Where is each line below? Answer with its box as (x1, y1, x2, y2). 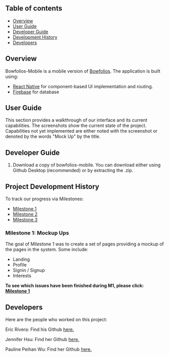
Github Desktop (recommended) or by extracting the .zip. (12, 167, 134, 174)
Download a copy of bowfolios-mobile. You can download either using (12, 162, 161, 168)
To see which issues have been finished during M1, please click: (5, 283, 144, 289)
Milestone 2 (12, 211, 38, 217)
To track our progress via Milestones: (5, 196, 84, 202)
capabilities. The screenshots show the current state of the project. (5, 122, 147, 129)
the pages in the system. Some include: (5, 246, 88, 253)
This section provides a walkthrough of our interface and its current (5, 117, 148, 123)
